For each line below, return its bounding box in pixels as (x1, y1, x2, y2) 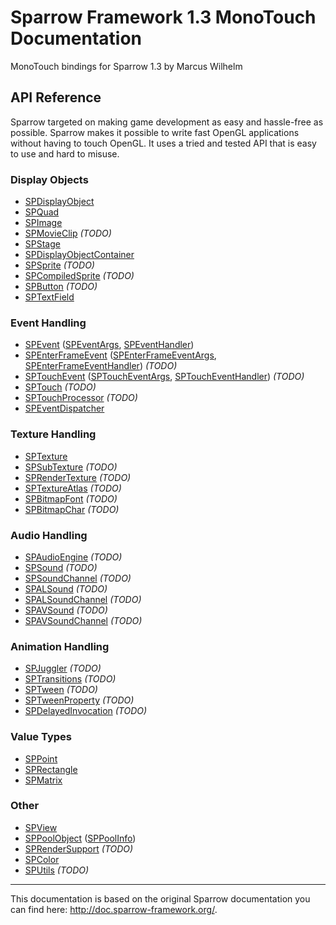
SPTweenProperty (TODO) (24, 694, 135, 706)
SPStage (24, 238, 61, 250)
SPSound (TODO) (24, 561, 98, 573)
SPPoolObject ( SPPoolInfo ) (24, 832, 137, 844)
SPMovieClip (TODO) (24, 227, 112, 240)
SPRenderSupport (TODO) (24, 842, 134, 855)
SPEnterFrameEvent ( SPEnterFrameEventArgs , (24, 349, 217, 361)
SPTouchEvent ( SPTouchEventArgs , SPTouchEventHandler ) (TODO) (24, 371, 305, 383)
